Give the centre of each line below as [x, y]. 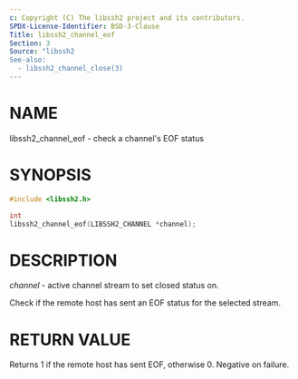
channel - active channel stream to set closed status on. [114, 286]
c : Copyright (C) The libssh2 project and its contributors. [127, 18]
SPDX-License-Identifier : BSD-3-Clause [85, 26]
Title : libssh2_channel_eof [62, 34]
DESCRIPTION [63, 260]
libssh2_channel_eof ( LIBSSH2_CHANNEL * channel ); [103, 224]
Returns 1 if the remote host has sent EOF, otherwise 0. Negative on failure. [149, 364]
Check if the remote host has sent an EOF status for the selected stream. [145, 303]
